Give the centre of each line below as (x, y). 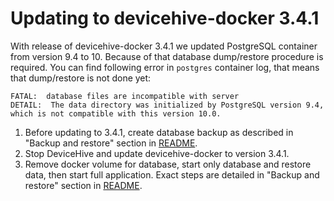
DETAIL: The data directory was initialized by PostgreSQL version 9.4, (167, 105)
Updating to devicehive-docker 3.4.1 (165, 18)
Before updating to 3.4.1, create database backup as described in (159, 132)
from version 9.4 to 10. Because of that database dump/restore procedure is (167, 56)
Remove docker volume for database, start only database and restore (168, 164)
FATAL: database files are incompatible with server (125, 96)
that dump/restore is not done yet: (81, 78)
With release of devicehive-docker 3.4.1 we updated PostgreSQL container (164, 46)
